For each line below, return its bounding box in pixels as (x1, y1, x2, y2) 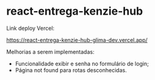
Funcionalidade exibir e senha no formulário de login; (15, 60, 150, 67)
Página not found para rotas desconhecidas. (15, 66, 127, 74)
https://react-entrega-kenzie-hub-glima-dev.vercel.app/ (6, 36, 148, 43)
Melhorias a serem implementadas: (6, 48, 95, 56)
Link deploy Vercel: (6, 24, 55, 32)
